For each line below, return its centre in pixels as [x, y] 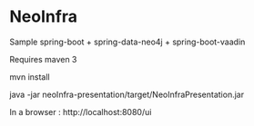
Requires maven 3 [43, 59]
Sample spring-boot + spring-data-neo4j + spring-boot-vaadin [127, 42]
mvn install [30, 77]
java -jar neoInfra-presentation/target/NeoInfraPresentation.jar [127, 94]
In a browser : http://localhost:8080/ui [81, 111]
